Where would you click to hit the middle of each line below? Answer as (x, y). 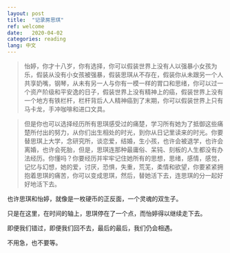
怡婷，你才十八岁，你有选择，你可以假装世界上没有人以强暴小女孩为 (121, 66)
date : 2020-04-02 (35, 33)
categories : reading (37, 39)
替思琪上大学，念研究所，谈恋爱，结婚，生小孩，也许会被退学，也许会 (124, 141)
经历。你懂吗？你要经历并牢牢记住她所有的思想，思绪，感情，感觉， (127, 158)
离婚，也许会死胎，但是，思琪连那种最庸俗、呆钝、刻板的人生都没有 (121, 150)
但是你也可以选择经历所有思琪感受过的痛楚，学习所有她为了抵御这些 (121, 124)
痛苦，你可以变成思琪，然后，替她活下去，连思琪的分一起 (136, 175)
